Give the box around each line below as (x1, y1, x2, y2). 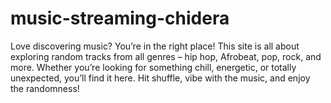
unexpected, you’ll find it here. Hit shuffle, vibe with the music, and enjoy (10, 72, 311, 84)
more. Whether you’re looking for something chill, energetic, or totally (10, 61, 297, 73)
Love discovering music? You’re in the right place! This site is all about (10, 40, 300, 52)
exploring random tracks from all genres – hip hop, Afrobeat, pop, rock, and (10, 50, 322, 62)
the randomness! (10, 82, 80, 94)
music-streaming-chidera (10, 7, 230, 30)
